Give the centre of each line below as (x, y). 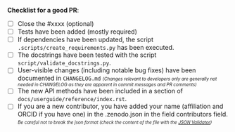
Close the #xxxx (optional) (56, 24)
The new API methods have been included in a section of (100, 91)
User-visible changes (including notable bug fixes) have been (107, 70)
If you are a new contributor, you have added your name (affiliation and (120, 106)
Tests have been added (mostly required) (77, 32)
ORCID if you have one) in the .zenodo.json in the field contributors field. (123, 114)
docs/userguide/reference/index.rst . (72, 99)
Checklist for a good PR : (43, 10)
